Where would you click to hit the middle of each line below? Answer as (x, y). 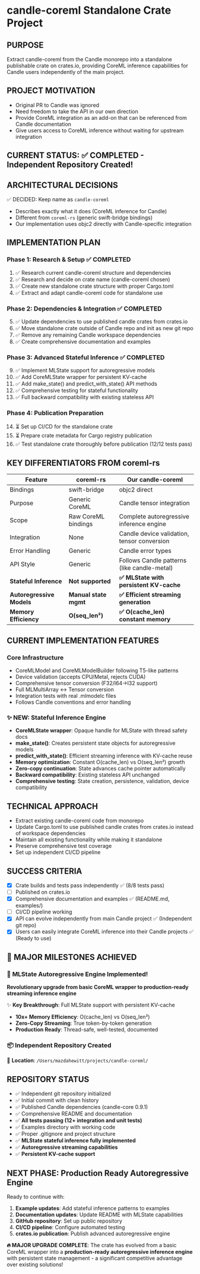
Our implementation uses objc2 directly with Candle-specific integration (103, 224)
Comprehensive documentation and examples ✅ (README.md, (92, 899)
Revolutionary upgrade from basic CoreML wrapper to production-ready (98, 987)
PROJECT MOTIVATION (51, 91)
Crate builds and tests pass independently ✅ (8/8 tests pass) (90, 885)
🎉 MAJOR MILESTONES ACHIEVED (72, 957)
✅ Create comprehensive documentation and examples (83, 341)
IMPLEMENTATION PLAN (54, 243)
